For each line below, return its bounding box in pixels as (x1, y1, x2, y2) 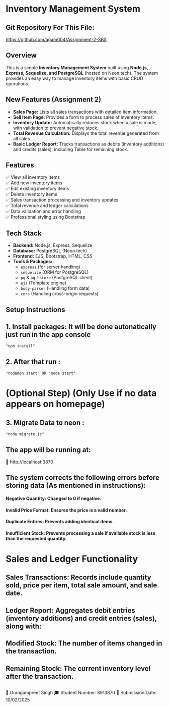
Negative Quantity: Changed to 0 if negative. (6, 495, 102, 501)
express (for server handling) (20, 264, 80, 270)
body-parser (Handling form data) (20, 285, 90, 291)
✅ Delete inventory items (6, 191, 57, 197)
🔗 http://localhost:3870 (6, 459, 53, 465)
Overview (6, 51, 37, 60)
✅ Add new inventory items (6, 180, 62, 186)
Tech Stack (6, 229, 42, 237)
